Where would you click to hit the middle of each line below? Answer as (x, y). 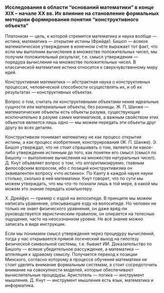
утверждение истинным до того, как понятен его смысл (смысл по (86, 153)
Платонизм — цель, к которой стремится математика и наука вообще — (81, 36)
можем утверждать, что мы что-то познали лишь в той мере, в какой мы (81, 184)
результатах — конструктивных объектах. (49, 92)
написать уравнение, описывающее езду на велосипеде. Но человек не (81, 203)
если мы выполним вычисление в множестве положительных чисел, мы (81, 52)
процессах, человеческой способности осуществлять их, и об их (74, 87)
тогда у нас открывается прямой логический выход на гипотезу (72, 239)
